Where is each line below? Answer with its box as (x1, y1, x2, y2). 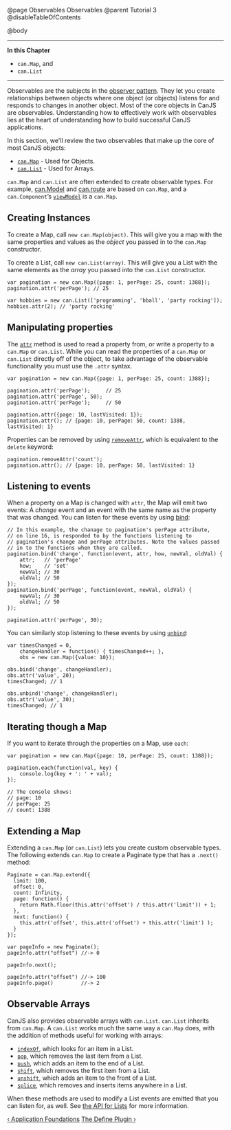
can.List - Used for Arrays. (16, 164, 95, 173)
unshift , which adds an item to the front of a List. (16, 1074, 157, 1082)
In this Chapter (7, 46, 50, 54)
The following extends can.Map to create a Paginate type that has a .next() (7, 851, 219, 859)
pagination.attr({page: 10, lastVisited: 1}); (7, 411, 143, 418)
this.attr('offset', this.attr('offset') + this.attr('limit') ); (19, 920, 214, 927)
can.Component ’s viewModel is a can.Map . (7, 192, 118, 200)
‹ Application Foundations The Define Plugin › (7, 1115, 136, 1123)
